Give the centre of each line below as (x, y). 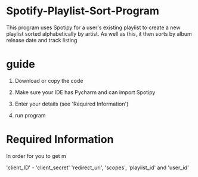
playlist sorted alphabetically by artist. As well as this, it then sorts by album (99, 33)
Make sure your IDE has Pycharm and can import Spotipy (85, 92)
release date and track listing (42, 40)
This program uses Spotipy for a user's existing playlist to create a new (93, 27)
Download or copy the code (49, 80)
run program (30, 115)
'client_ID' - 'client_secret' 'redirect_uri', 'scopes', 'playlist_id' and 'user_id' (98, 167)
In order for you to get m (36, 156)
